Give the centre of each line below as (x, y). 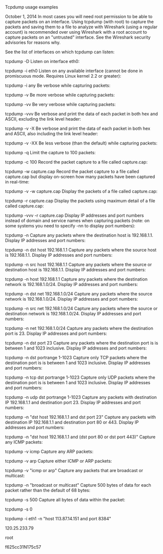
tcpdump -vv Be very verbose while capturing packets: (61, 104)
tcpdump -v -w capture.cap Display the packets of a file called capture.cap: (81, 191)
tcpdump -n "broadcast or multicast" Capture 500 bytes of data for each (78, 485)
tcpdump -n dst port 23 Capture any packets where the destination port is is (82, 343)
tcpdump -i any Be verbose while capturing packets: (58, 85)
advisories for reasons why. (33, 42)
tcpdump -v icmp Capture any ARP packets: (49, 451)
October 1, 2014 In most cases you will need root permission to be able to (79, 16)
